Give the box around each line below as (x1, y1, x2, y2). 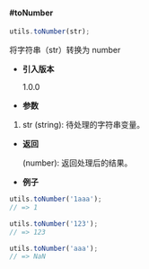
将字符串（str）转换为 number (9, 45, 121, 56)
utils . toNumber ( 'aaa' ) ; (9, 244, 99, 253)
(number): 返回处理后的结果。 (22, 157, 133, 168)
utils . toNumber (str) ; (9, 27, 91, 36)
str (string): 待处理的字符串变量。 (22, 120, 145, 130)
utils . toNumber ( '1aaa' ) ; (9, 194, 102, 204)
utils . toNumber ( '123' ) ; (9, 219, 99, 229)
